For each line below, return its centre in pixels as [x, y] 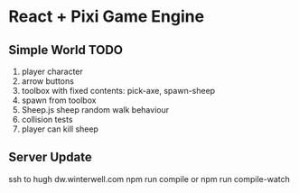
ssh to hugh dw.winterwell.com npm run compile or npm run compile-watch [149, 179]
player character [52, 71]
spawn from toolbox [59, 100]
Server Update [50, 157]
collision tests [47, 119]
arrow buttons [47, 81]
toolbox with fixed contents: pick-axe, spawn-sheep [118, 91]
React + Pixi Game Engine [107, 17]
